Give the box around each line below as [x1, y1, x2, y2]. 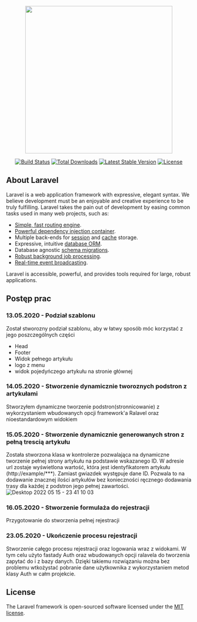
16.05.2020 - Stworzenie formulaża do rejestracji [6, 503, 150, 512]
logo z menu [14, 361, 45, 368]
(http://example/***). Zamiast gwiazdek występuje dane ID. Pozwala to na [6, 470, 185, 477]
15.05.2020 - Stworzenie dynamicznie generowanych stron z [6, 430, 185, 438]
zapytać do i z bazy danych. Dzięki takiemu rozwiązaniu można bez [6, 558, 171, 565]
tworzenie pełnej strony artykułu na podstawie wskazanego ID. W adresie [6, 457, 184, 464]
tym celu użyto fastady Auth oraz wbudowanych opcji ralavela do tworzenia [6, 551, 190, 558]
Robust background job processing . [14, 253, 102, 260]
